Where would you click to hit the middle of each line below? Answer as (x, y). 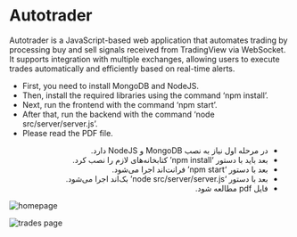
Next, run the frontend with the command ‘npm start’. (120, 104)
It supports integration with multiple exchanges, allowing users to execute (144, 59)
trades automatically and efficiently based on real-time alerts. (122, 69)
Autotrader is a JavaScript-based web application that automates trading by (148, 40)
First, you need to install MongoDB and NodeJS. (110, 86)
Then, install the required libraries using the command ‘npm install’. (145, 95)
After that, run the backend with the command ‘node (119, 114)
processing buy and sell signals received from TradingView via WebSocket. (148, 49)
